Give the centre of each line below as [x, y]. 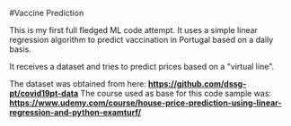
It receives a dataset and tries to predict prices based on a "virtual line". [142, 67]
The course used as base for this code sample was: [176, 93]
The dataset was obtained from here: [78, 84]
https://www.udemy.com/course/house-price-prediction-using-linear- [145, 103]
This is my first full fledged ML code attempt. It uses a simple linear [134, 30]
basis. [20, 49]
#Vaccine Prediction [47, 13]
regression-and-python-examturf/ [75, 112]
